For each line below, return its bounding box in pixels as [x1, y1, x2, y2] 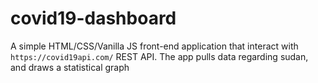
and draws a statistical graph [10, 61, 130, 73]
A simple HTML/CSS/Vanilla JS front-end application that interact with [10, 40, 299, 52]
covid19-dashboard [10, 7, 177, 30]
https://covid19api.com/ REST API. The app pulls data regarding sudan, [10, 50, 309, 62]
